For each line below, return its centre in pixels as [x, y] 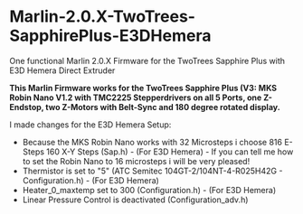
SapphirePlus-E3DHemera [110, 36]
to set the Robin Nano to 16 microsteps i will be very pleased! [136, 161]
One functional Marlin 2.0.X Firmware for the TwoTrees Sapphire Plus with [147, 60]
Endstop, [27, 107]
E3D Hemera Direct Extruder [62, 70]
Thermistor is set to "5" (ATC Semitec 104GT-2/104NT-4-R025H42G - [152, 171]
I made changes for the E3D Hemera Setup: [90, 125]
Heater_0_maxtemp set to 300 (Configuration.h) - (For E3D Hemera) [149, 190]
